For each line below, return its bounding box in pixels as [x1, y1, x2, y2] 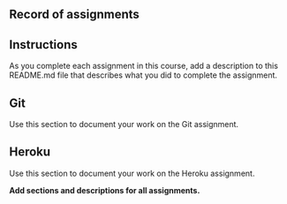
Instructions [9, 37, 78, 52]
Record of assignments [9, 7, 140, 22]
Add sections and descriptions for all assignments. [9, 185, 200, 195]
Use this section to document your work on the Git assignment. [9, 119, 239, 130]
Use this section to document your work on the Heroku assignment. [9, 168, 255, 178]
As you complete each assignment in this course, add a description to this [9, 61, 278, 72]
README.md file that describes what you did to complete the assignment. [9, 70, 278, 80]
